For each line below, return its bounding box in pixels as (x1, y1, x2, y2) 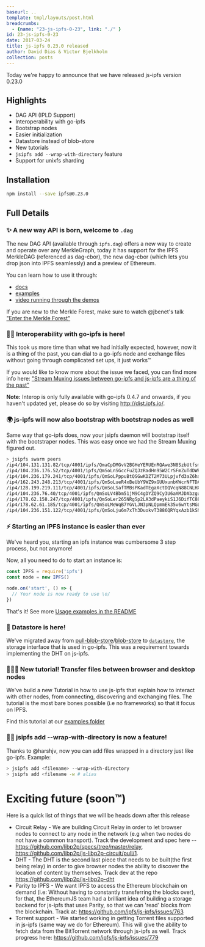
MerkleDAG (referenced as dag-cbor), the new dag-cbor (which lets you (6, 253, 189, 260)
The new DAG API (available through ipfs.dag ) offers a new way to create (6, 239, 192, 247)
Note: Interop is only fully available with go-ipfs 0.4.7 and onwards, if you (6, 393, 191, 401)
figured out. (6, 444, 36, 452)
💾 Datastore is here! (6, 623, 66, 631)
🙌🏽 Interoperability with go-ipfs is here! (6, 329, 126, 338)
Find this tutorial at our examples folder (6, 718, 105, 725)
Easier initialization (15, 131, 63, 138)
